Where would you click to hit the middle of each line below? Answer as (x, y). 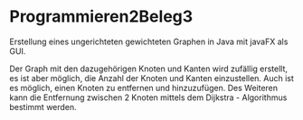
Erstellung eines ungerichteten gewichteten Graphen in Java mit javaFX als (149, 42)
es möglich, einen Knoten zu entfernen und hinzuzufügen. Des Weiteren (144, 88)
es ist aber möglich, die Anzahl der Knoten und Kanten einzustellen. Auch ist (151, 78)
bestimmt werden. (43, 106)
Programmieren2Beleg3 (101, 17)
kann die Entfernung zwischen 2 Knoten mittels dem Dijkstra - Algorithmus (148, 97)
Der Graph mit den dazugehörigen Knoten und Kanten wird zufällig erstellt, (148, 69)
